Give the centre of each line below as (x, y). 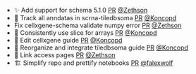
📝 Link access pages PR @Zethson (65, 55)
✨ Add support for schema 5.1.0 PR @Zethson (81, 10)
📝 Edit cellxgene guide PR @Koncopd (68, 40)
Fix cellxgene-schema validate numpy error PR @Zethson (98, 25)
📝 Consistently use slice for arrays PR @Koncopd (85, 33)
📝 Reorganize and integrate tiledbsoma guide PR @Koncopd (101, 47)
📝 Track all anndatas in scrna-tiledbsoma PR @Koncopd (95, 18)
